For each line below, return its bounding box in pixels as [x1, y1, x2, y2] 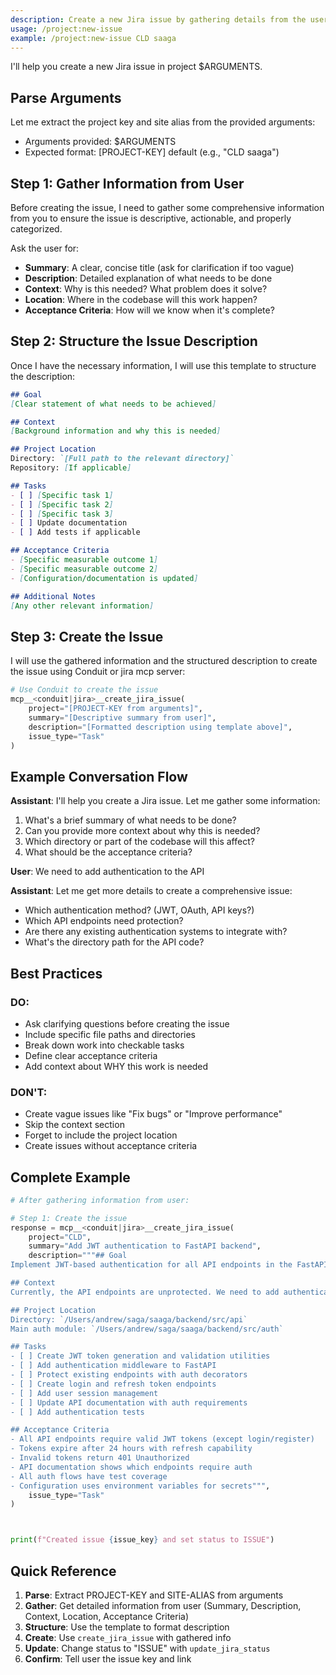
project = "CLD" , [28, 1232, 92, 1242]
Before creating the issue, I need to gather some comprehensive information [10, 202, 325, 213]
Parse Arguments [10, 89, 122, 106]
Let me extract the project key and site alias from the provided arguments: [10, 116, 316, 128]
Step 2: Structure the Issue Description [10, 333, 258, 350]
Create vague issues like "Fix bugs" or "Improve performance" [24, 1108, 283, 1120]
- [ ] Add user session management [10, 1388, 159, 1398]
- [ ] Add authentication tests [10, 1407, 145, 1417]
